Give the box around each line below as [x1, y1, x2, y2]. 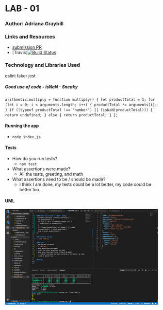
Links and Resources [5, 34, 55, 40]
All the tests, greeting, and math [19, 171, 83, 177]
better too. [19, 187, 40, 193]
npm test [19, 162, 37, 167]
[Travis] [12, 50, 28, 55]
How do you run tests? [12, 156, 57, 162]
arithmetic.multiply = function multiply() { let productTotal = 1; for [5, 97, 155, 102]
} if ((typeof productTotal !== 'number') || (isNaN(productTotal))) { [5, 108, 153, 112]
